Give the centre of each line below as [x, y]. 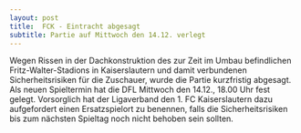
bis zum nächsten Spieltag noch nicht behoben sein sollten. [122, 118]
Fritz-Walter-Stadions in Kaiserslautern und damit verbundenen [129, 70]
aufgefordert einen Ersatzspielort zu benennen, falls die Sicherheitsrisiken [149, 109]
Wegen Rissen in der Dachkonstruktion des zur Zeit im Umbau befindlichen [150, 61]
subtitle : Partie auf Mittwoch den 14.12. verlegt [108, 35]
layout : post [34, 18]
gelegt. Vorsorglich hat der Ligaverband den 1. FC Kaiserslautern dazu [141, 99]
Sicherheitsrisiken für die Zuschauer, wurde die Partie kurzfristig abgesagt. [150, 80]
